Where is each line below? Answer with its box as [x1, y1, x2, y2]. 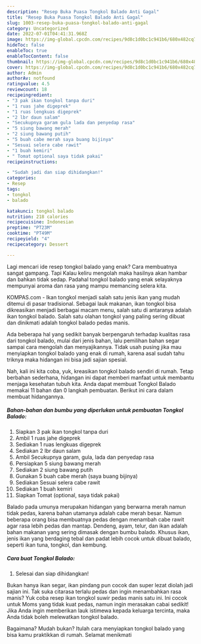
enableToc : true [7, 48, 47, 54]
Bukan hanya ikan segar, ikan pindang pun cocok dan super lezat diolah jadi [7, 581, 193, 588]
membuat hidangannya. [7, 392, 65, 400]
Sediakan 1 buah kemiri [15, 485, 73, 492]
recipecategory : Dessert [7, 241, 69, 247]
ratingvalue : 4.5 [7, 81, 50, 87]
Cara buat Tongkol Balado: [7, 555, 75, 562]
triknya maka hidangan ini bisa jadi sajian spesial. [7, 356, 128, 363]
